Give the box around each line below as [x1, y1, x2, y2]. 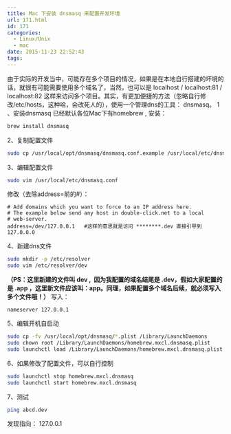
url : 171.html [7, 17, 48, 23]
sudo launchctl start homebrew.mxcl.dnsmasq [7, 379, 137, 386]
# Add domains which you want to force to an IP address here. [7, 204, 192, 210]
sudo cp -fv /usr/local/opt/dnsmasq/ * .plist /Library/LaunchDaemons [7, 333, 208, 340]
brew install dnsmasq [7, 122, 69, 129]
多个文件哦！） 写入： [7, 293, 69, 301]
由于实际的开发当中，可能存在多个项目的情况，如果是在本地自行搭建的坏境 [7, 74, 218, 83]
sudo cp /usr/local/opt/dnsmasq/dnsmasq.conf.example [7, 149, 165, 157]
